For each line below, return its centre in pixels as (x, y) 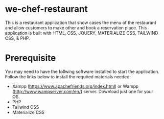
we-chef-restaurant (47, 9)
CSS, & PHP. (18, 38)
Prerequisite (31, 58)
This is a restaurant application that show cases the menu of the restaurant (81, 23)
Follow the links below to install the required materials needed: (68, 76)
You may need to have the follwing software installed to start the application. (82, 71)
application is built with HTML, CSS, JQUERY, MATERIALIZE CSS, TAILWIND (82, 33)
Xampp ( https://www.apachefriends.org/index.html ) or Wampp (75, 86)
